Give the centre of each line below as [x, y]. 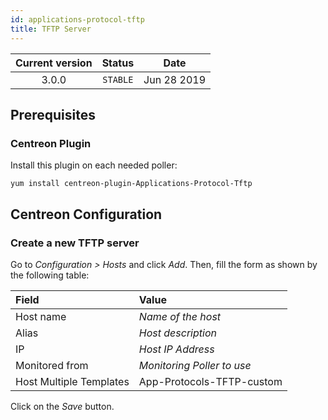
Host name [41, 316]
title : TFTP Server [51, 29]
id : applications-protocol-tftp [77, 19]
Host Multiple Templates [72, 381]
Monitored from [52, 365]
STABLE [118, 79]
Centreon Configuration [86, 214]
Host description [177, 333]
